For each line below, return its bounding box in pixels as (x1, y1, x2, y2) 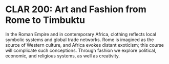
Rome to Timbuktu (5, 14, 86, 26)
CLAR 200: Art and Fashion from (5, 4, 147, 15)
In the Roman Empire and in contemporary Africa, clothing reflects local (5, 31, 156, 37)
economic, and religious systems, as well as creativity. (5, 52, 120, 59)
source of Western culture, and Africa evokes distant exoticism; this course (5, 42, 164, 48)
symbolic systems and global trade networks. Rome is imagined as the (5, 37, 154, 43)
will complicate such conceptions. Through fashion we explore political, (5, 47, 157, 53)
